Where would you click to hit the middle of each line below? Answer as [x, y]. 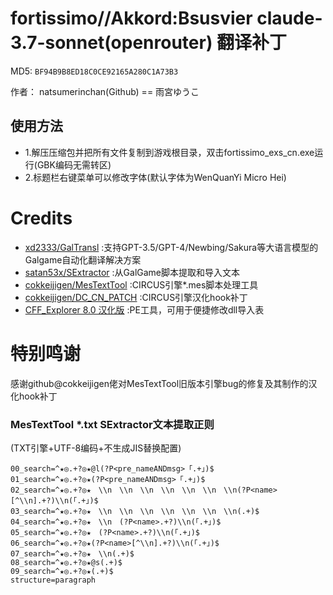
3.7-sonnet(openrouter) [111, 43]
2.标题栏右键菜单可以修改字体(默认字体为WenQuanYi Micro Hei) [155, 177]
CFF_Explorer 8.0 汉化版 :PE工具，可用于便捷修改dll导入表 [144, 309]
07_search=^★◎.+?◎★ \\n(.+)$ [72, 553]
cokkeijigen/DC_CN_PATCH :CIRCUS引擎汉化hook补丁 [136, 297]
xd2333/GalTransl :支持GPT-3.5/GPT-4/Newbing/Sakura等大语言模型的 [171, 247]
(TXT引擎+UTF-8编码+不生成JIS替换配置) [96, 448]
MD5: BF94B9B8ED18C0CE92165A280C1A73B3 [94, 71]
